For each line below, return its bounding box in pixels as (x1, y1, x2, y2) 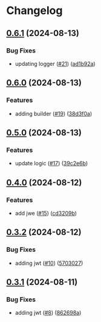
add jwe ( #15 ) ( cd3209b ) (15, 209, 77, 216)
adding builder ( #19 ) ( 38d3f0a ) (15, 110, 93, 117)
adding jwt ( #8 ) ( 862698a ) (15, 309, 82, 317)
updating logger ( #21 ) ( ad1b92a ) (15, 60, 96, 67)
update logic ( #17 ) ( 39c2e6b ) (15, 160, 88, 167)
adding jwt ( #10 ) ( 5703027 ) (15, 259, 83, 267)
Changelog (6, 4, 63, 18)
